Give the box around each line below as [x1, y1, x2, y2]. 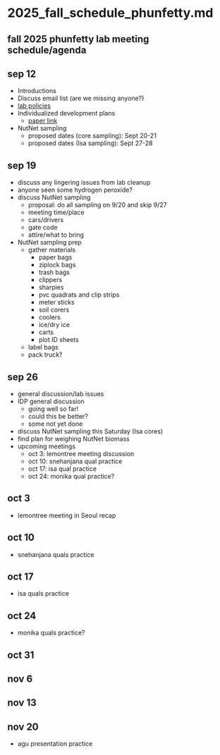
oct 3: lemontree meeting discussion [28, 450, 135, 458]
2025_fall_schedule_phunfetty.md [7, 5, 214, 21]
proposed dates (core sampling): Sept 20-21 [28, 132, 157, 140]
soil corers [38, 305, 70, 314]
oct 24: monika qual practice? [28, 472, 115, 481]
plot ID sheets [38, 336, 79, 344]
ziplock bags [38, 261, 76, 269]
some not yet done [28, 419, 83, 428]
